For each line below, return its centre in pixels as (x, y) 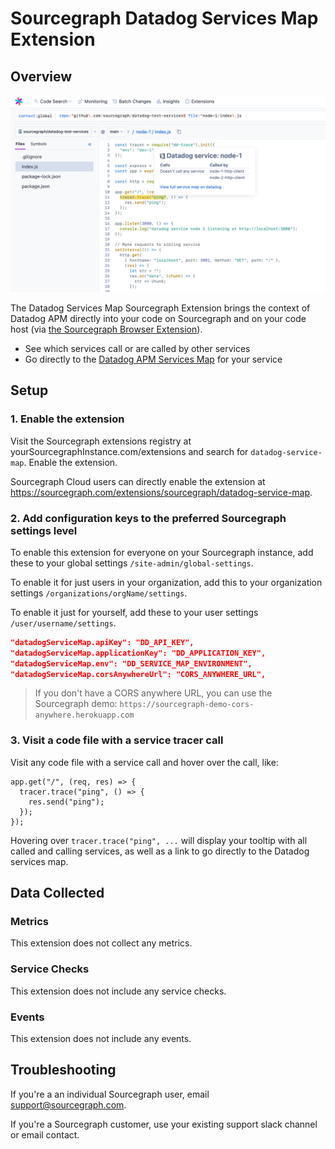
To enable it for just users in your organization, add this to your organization (166, 582)
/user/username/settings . (63, 623)
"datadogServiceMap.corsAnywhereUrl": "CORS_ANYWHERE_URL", (138, 674)
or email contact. (45, 1134)
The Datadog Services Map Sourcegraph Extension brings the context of (160, 308)
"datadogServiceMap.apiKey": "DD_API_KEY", (102, 642)
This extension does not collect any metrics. (101, 943)
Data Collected (57, 893)
